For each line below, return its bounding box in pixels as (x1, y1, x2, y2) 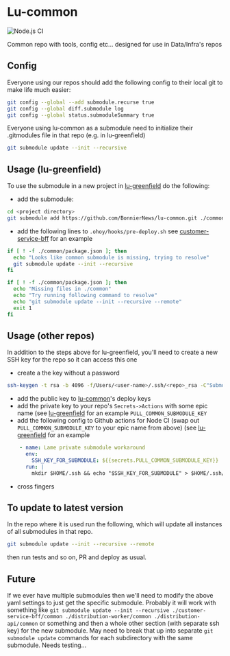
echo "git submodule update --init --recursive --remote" (13, 298, 183, 305)
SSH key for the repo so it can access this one (7, 355, 138, 364)
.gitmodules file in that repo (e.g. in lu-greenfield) (7, 131, 146, 139)
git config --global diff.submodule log (7, 105, 125, 112)
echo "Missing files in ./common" (13, 285, 112, 292)
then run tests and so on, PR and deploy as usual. (7, 553, 147, 561)
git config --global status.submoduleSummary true (7, 111, 155, 119)
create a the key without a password (16, 368, 120, 377)
